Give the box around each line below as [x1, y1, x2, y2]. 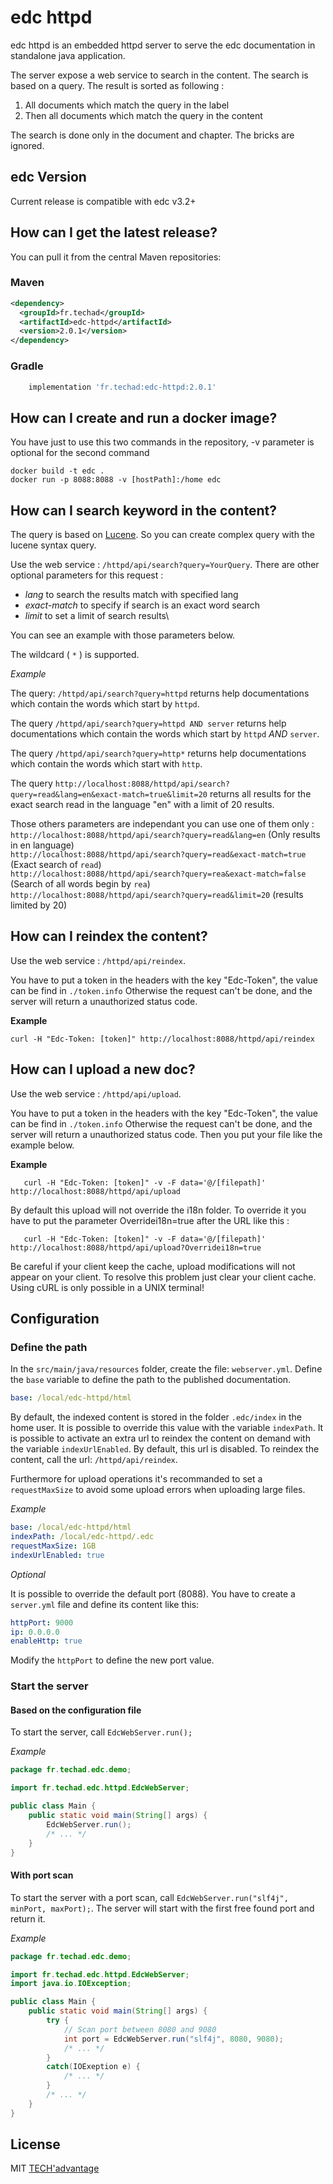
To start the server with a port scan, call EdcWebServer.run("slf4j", [10, 1891, 289, 1903]
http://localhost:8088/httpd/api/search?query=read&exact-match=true [10, 850, 307, 860]
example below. [10, 1139, 75, 1151]
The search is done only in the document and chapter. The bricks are [10, 129, 295, 141]
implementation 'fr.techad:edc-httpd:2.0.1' [28, 382, 217, 392]
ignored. [10, 139, 45, 151]
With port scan [10, 1869, 74, 1881]
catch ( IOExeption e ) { [46, 2062, 141, 2072]
